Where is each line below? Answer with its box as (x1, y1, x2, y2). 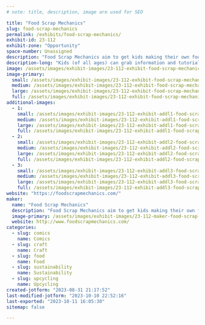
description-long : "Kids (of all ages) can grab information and (6, 59, 176, 66)
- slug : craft (12, 241, 48, 247)
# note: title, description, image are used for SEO (6, 9, 143, 15)
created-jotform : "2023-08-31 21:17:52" (6, 287, 111, 293)
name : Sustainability (17, 270, 72, 276)
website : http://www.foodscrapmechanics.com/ (12, 219, 130, 225)
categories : (6, 224, 37, 231)
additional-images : (6, 100, 56, 106)
